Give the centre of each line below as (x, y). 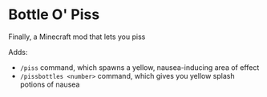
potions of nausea (50, 84)
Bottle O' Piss (54, 15)
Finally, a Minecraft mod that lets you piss (77, 37)
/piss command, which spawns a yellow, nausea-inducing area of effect (140, 67)
